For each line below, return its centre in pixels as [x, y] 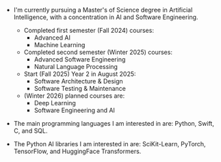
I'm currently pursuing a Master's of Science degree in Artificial [103, 10]
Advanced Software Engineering [80, 59]
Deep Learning [55, 103]
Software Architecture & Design [78, 81]
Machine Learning [60, 45]
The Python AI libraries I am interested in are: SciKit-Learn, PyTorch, [110, 144]
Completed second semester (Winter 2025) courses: [98, 52]
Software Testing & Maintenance [80, 89]
